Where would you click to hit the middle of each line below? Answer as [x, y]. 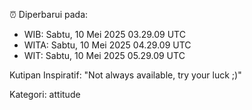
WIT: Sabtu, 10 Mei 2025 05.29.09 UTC [104, 55]
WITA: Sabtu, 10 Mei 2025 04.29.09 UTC [107, 45]
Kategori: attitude [45, 94]
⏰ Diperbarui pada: [49, 14]
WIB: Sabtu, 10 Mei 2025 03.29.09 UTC [104, 34]
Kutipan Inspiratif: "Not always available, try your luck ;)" [125, 75]
